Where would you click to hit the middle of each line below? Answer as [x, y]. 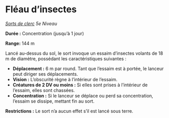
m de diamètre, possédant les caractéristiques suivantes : [66, 58]
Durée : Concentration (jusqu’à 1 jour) [45, 33]
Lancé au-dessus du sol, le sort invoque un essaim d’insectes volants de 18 [84, 53]
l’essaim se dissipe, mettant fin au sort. [53, 101]
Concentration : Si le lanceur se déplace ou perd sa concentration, [83, 96]
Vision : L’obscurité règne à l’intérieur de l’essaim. [65, 79]
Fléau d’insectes [41, 9]
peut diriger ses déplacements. [45, 74]
